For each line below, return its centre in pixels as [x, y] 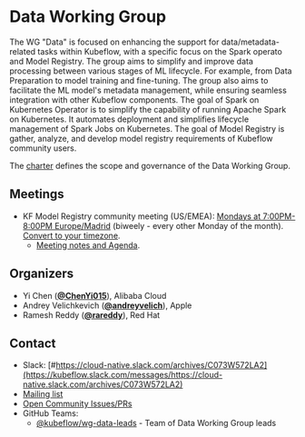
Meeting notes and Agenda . [88, 245]
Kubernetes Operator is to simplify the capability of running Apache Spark [148, 109]
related [23, 51]
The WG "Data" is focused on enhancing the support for [114, 42]
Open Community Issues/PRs [77, 404]
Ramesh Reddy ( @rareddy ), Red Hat [91, 314]
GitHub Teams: [50, 413]
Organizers [42, 274]
